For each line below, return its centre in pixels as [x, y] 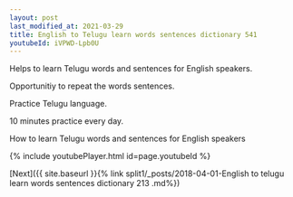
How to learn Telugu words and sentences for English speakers [128, 139]
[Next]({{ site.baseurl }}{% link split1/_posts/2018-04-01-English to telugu [147, 174]
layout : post [34, 18]
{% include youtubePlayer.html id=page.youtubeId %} [110, 156]
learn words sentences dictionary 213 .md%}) [95, 183]
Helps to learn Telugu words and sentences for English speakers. [131, 69]
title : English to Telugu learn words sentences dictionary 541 [133, 34]
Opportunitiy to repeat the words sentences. [92, 86]
